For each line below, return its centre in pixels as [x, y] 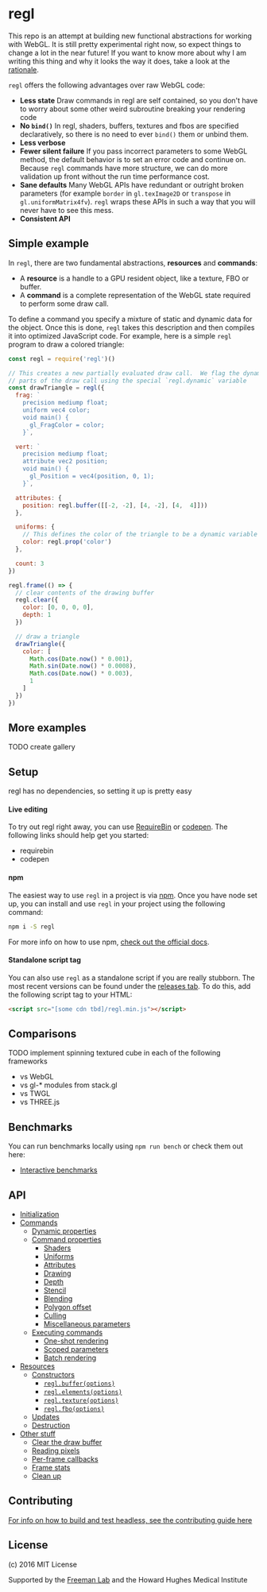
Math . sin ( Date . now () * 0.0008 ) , [83, 666]
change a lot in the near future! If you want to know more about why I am [127, 52]
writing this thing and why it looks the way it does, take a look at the [119, 61]
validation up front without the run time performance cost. [115, 176]
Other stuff [37, 1434]
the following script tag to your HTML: [70, 994]
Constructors [53, 1375]
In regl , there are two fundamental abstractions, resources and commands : [133, 262]
